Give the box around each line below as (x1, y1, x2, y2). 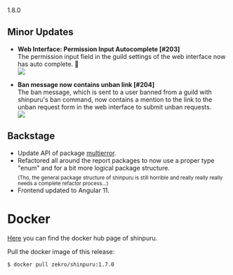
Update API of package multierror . (17, 149, 117, 157)
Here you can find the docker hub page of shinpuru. (7, 234, 158, 243)
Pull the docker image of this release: (7, 248, 115, 256)
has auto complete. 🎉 (17, 60, 79, 68)
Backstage (7, 130, 55, 142)
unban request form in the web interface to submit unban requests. (17, 102, 212, 111)
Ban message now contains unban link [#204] (17, 80, 155, 88)
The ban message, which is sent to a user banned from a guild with (17, 88, 213, 96)
